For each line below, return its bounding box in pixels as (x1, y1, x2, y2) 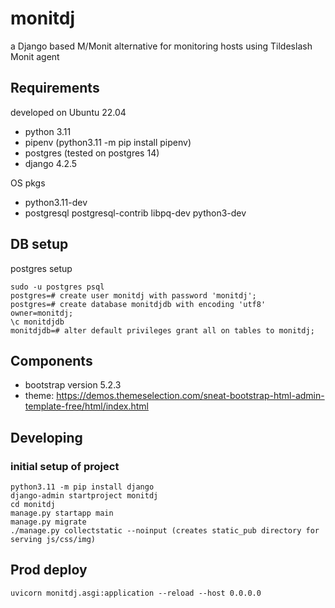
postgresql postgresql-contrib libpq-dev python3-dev (24, 207, 247, 219)
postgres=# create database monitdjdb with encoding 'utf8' (10, 299, 267, 309)
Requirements (10, 80, 100, 97)
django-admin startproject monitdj (10, 491, 159, 501)
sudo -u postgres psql (10, 282, 105, 292)
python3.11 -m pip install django (10, 482, 155, 492)
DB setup (10, 236, 69, 253)
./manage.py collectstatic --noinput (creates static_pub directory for (10, 526, 320, 536)
